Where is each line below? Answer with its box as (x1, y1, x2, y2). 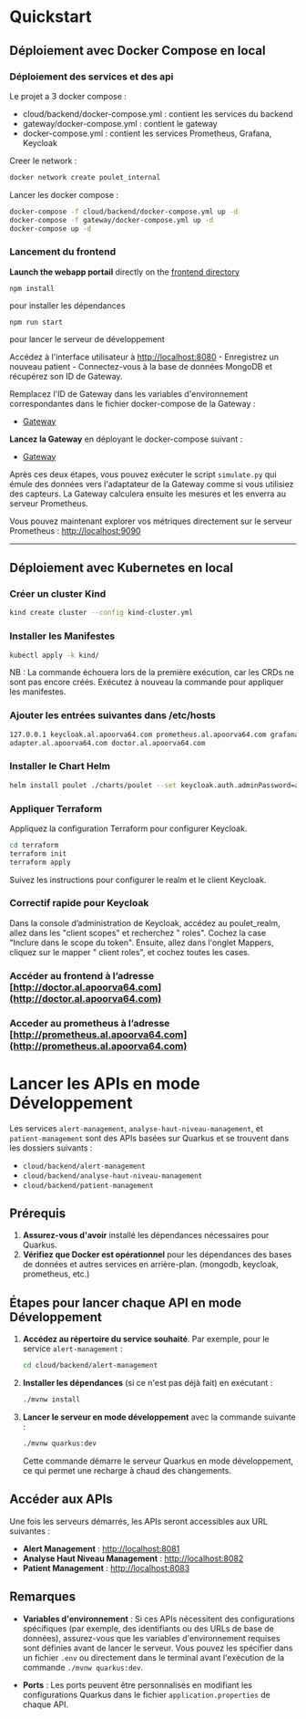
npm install (9, 284, 55, 293)
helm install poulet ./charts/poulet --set (9, 780, 178, 790)
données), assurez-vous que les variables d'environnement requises (22, 1632, 280, 1643)
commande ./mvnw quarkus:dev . (22, 1662, 144, 1672)
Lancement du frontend (9, 245, 117, 258)
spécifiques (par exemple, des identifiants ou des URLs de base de (22, 1622, 275, 1634)
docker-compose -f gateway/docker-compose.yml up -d (9, 215, 214, 224)
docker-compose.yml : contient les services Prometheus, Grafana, (22, 128, 272, 139)
